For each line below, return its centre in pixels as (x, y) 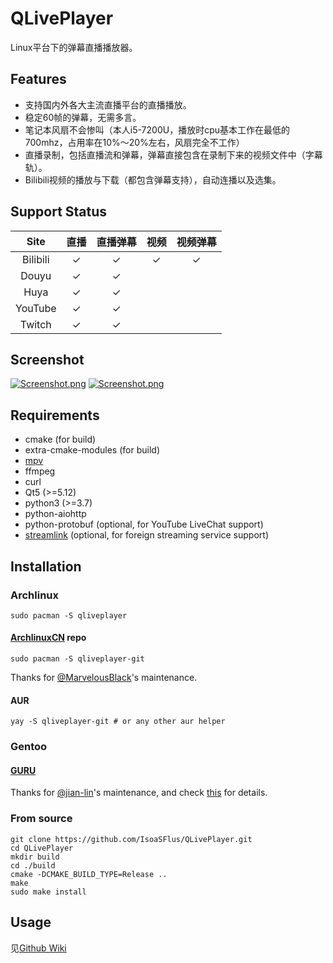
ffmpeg (40, 471)
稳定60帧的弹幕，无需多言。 (83, 117)
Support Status (59, 212)
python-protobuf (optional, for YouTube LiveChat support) (144, 524)
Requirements (55, 415)
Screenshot (47, 359)
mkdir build (35, 857)
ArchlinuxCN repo (48, 638)
